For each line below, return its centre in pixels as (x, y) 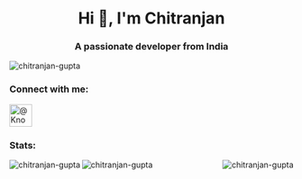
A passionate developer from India (151, 47)
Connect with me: (49, 89)
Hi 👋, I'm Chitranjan (151, 18)
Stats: (23, 145)
